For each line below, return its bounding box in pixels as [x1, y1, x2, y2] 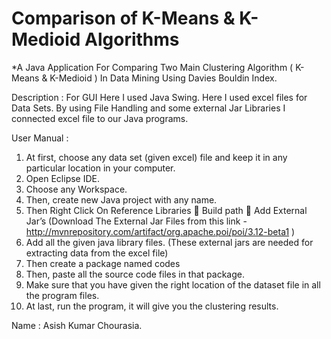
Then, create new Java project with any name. [25, 193, 218, 206]
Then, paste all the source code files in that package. [25, 268, 246, 280]
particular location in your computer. [25, 162, 176, 174]
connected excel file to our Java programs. [11, 112, 189, 124]
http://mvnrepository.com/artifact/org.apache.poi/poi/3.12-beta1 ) [25, 225, 296, 237]
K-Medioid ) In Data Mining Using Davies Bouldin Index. [49, 72, 278, 84]
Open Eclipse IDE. [25, 172, 101, 184]
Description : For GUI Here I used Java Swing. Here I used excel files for [11, 91, 308, 103]
